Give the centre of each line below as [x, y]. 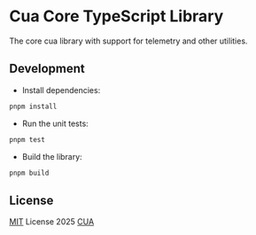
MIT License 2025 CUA [52, 222]
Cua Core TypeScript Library [116, 16]
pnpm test [27, 139]
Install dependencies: [61, 90]
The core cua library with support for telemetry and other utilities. [128, 41]
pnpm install [33, 106]
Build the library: [52, 156]
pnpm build [29, 173]
